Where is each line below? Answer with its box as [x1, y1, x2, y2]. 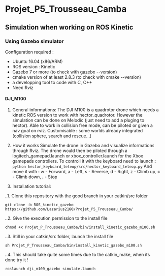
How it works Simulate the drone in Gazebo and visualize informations [12, 143, 155, 149]
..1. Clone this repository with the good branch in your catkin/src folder [5, 193, 148, 199]
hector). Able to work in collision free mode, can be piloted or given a [12, 123, 153, 128]
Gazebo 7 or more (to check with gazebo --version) [12, 69, 117, 75]
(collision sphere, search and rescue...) [12, 133, 92, 139]
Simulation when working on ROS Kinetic [5, 23, 133, 31]
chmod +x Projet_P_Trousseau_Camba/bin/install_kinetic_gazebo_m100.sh [5, 225, 155, 230]
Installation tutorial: [12, 184, 51, 189]
